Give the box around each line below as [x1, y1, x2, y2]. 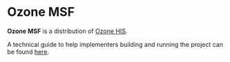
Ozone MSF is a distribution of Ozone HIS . [7, 27, 128, 35]
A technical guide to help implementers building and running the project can [7, 40, 223, 48]
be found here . [7, 48, 50, 56]
